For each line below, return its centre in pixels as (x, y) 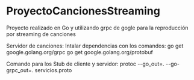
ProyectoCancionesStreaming (83, 11)
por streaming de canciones (41, 34)
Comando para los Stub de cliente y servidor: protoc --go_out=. (85, 64)
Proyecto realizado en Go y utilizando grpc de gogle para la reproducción (97, 28)
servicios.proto (53, 70)
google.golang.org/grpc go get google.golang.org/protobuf (80, 52)
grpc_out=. (20, 70)
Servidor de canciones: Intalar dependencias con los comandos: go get (95, 46)
